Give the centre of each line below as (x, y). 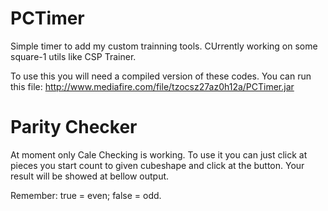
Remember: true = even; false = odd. (86, 195)
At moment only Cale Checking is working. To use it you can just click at (159, 154)
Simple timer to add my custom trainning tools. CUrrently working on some (164, 46)
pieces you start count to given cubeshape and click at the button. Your (157, 165)
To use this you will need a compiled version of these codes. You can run (161, 76)
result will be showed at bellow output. (90, 176)
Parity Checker (74, 127)
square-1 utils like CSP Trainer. (73, 56)
